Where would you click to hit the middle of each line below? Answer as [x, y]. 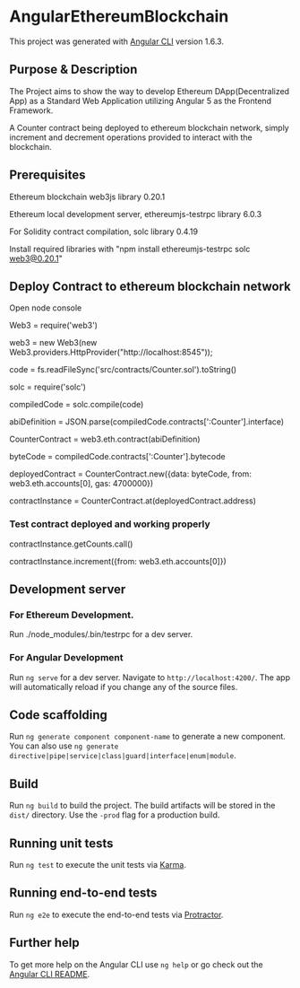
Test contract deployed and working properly [110, 524]
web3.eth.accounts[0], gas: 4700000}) [81, 484]
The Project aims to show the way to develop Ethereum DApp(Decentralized [149, 91]
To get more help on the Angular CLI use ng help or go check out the [136, 964]
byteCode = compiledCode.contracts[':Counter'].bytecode [117, 457]
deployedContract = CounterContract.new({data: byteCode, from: [131, 474]
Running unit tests [61, 843]
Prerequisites [47, 175]
